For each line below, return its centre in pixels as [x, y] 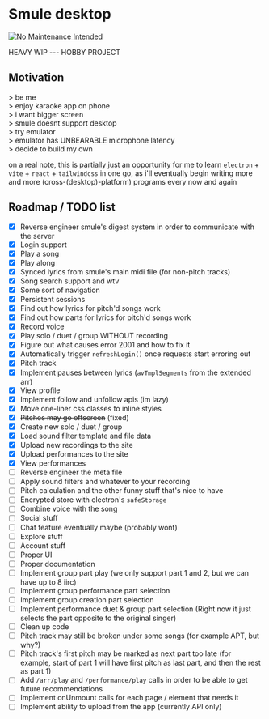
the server [37, 236]
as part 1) [36, 671]
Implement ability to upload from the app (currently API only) [121, 707]
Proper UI [36, 555]
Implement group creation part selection [87, 599]
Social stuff [39, 518]
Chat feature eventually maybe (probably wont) [99, 527]
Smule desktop [60, 14]
